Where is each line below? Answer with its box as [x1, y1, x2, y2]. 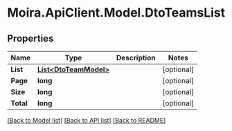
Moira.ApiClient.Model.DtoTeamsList [7, 5, 226, 21]
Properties [7, 33, 54, 44]
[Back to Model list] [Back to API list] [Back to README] [7, 116, 166, 124]
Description [116, 53, 156, 62]
